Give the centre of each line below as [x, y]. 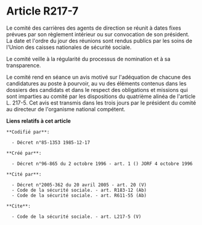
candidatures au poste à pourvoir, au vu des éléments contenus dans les [96, 83]
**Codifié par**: [28, 132]
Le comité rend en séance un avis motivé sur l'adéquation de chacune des [99, 77]
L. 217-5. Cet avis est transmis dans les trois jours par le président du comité [101, 103]
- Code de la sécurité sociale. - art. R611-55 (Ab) [79, 195]
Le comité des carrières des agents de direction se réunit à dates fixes [94, 28]
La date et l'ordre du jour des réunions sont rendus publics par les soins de [99, 41]
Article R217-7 [43, 11]
